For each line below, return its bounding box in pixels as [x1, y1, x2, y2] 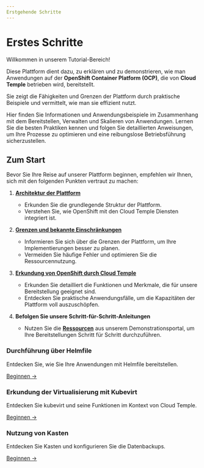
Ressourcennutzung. [24, 258, 77, 265]
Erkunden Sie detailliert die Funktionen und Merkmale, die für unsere [24, 282, 197, 289]
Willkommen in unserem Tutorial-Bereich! [6, 56, 111, 63]
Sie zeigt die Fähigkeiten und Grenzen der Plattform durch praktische [6, 93, 180, 100]
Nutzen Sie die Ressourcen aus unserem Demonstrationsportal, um [24, 324, 195, 332]
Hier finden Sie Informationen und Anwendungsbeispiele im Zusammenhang [6, 111, 199, 118]
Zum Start [6, 155, 46, 165]
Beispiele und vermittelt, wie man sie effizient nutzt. [6, 99, 137, 106]
